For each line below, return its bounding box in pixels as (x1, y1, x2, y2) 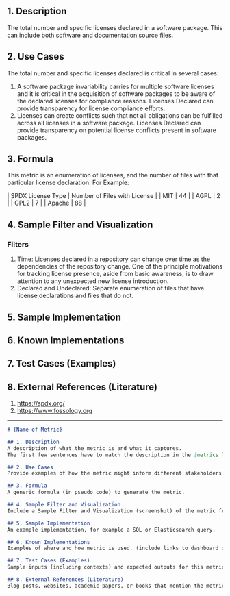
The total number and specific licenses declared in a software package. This (7, 23, 223, 32)
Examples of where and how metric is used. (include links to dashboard (7, 545, 219, 552)
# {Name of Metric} (7, 426, 63, 434)
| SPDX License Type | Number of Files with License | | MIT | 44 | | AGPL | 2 (7, 192, 221, 200)
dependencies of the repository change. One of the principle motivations (16, 262, 223, 271)
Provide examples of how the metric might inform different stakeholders (7, 470, 222, 477)
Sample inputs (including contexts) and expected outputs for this (7, 564, 204, 571)
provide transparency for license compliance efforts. (16, 104, 166, 112)
